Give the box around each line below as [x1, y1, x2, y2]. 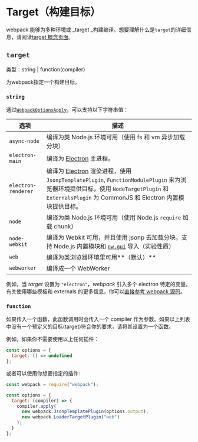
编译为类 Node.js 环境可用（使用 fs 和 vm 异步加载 [46, 133, 186, 142]
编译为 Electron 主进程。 [46, 155, 114, 163]
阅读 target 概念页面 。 [21, 33, 74, 40]
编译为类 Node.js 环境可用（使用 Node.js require [46, 214, 181, 222]
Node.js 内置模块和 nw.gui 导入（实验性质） [54, 243, 175, 251]
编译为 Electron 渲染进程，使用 [46, 167, 131, 175]
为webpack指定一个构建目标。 [6, 78, 81, 86]
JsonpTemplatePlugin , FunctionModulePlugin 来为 [46, 176, 181, 184]
